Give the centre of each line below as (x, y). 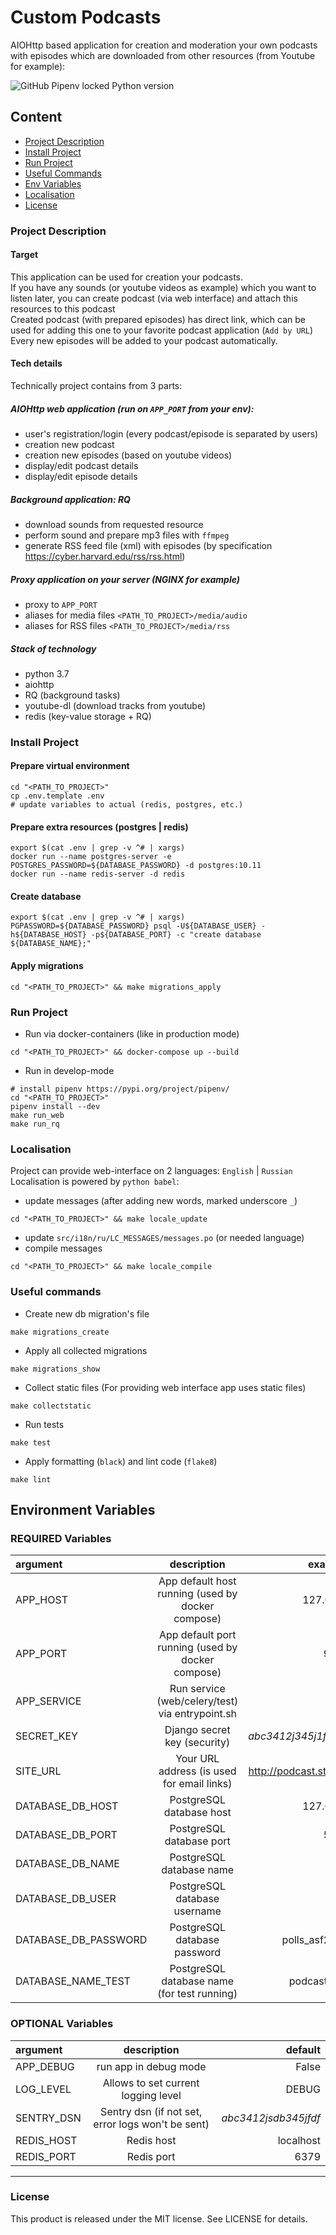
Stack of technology (53, 648)
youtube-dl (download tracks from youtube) (115, 705)
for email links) (198, 1784)
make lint (31, 1479)
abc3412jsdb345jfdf (271, 2118)
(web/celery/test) (197, 1701)
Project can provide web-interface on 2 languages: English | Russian (151, 1171)
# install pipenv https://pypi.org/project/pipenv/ (120, 1089)
